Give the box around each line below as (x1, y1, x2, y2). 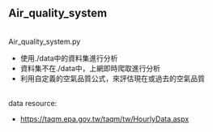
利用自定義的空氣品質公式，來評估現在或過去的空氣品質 (19, 73, 205, 83)
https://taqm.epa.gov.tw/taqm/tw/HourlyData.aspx (19, 113, 190, 124)
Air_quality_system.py (8, 36, 81, 46)
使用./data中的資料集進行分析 (19, 53, 118, 63)
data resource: (8, 98, 58, 108)
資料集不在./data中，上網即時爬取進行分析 (19, 63, 160, 73)
